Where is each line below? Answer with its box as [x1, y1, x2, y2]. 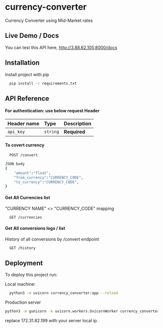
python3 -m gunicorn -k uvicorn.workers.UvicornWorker [5, 309, 118, 314]
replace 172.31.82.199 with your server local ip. [5, 318, 98, 324]
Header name [7, 121, 40, 127]
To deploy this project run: [5, 272, 58, 278]
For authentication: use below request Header [5, 108, 100, 114]
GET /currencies [9, 215, 42, 220]
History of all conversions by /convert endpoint [5, 236, 99, 242]
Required [64, 128, 85, 135]
